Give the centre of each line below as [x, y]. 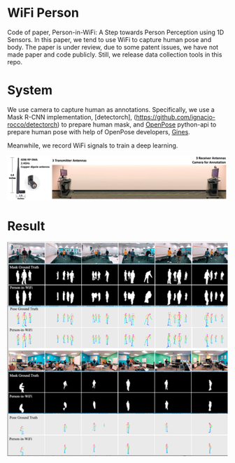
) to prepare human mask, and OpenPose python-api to [137, 124]
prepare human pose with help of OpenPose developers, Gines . [99, 131]
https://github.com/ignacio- [176, 117]
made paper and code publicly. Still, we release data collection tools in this [115, 55]
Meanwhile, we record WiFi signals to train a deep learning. [93, 145]
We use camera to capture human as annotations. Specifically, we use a [111, 109]
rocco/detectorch [33, 124]
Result [26, 226]
